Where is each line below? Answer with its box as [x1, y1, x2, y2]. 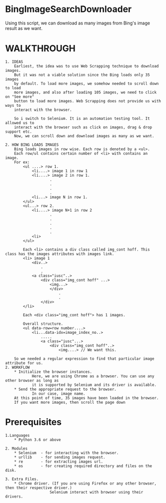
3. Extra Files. [5, 477, 39, 482]
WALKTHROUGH [5, 43, 76, 54]
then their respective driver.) [5, 485, 72, 490]
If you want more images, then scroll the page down [14, 400, 126, 405]
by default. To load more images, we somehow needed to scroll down [14, 81, 159, 86]
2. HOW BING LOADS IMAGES [5, 142, 59, 147]
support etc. [5, 129, 32, 134]
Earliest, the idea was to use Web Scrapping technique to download [14, 63, 159, 68]
